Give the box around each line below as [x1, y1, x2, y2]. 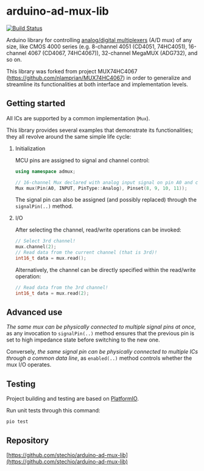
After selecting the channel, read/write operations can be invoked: [15, 226, 181, 233]
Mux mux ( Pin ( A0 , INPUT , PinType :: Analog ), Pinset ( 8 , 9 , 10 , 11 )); [15, 185, 188, 191]
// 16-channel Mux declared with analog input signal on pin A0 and [15, 179, 193, 186]
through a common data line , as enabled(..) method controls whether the [6, 354, 192, 362]
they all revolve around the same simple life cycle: [6, 133, 132, 140]
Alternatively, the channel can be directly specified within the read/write [15, 266, 196, 273]
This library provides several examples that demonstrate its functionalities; [6, 126, 193, 134]
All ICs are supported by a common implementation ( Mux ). [6, 114, 150, 122]
